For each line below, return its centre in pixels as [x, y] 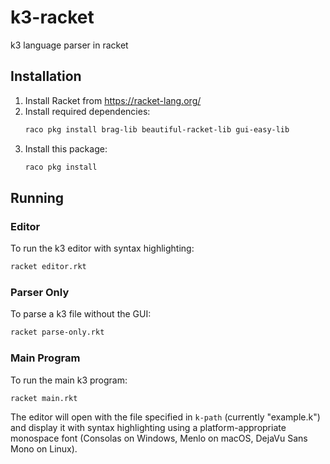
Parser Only [40, 292]
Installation [46, 76]
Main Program [45, 358]
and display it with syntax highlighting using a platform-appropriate [148, 428]
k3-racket [52, 17]
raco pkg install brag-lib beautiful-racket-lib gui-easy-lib [157, 129]
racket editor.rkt [48, 267]
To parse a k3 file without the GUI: [81, 314]
